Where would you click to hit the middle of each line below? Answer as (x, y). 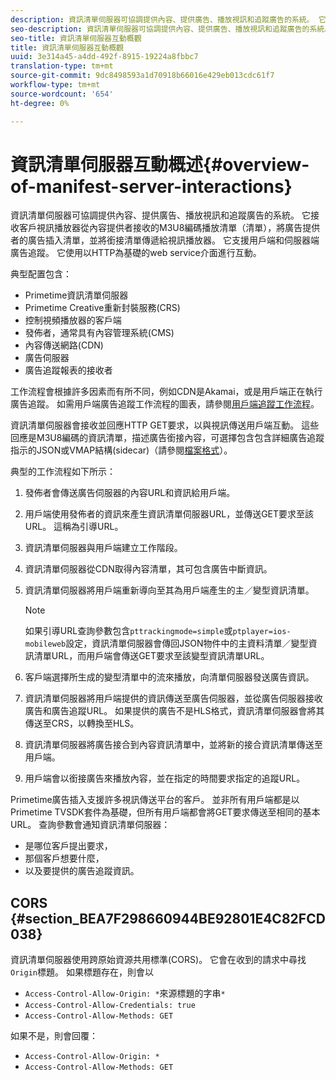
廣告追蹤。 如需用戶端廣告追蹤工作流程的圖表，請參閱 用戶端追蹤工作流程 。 (165, 404)
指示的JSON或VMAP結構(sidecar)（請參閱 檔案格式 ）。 (121, 450)
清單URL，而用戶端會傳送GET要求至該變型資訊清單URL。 (151, 656)
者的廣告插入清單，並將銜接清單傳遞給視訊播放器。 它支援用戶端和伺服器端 (165, 240)
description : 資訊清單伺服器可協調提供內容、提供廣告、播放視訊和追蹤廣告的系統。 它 (168, 19)
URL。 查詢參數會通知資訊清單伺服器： (90, 825)
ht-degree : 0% (40, 103)
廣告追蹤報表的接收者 (68, 370)
